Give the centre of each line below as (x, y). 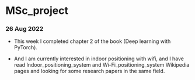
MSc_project (37, 11)
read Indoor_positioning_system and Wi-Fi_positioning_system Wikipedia (102, 65)
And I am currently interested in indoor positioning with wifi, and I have (99, 59)
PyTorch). (25, 48)
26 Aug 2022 (25, 29)
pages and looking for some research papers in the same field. (89, 71)
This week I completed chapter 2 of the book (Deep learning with (92, 41)
